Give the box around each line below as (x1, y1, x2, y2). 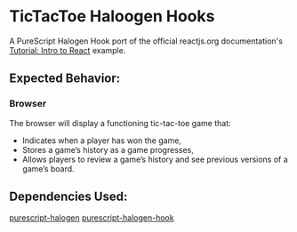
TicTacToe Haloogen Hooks (9, 6, 215, 27)
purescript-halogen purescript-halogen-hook (9, 212, 175, 223)
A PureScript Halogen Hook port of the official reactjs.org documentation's (9, 36, 283, 46)
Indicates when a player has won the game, (21, 135, 182, 146)
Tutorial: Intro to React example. (9, 44, 126, 55)
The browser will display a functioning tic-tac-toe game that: (9, 117, 231, 128)
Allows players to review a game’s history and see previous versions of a (21, 154, 289, 164)
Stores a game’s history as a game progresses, (21, 144, 194, 155)
